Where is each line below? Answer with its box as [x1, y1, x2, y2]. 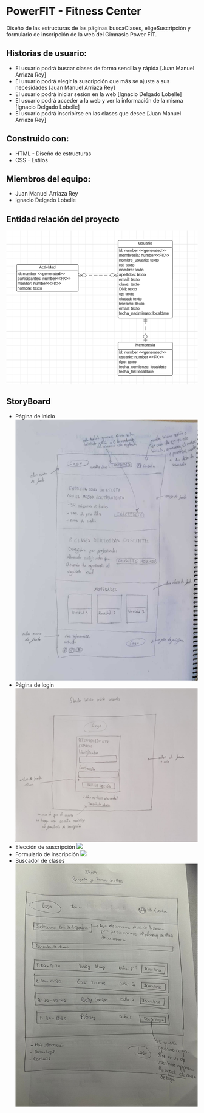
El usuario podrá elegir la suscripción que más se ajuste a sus [15, 77, 170, 84]
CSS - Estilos [15, 156, 49, 163]
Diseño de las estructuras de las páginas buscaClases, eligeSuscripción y [6, 24, 191, 32]
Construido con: [6, 134, 69, 144]
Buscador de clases [15, 857, 65, 865]
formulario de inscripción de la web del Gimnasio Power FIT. [6, 30, 157, 38]
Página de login [15, 681, 55, 689]
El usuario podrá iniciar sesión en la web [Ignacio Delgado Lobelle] [15, 90, 182, 98]
